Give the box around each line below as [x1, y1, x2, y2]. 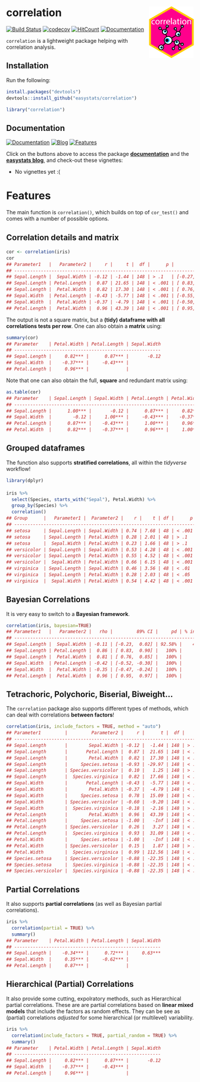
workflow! [6, 465, 31, 473]
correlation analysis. [6, 43, 56, 51]
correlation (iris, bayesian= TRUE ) [6, 623, 92, 628]
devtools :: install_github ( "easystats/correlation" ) [6, 95, 137, 101]
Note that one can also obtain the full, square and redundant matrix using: [6, 377, 188, 384]
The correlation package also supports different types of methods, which [6, 705, 189, 712]
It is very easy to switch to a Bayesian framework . [6, 610, 130, 617]
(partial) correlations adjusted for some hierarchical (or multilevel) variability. [6, 1014, 194, 1021]
